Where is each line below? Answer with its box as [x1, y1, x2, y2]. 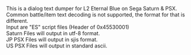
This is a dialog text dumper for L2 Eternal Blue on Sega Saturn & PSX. [6, 5, 177, 12]
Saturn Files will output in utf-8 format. [6, 30, 101, 37]
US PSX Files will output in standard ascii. [6, 42, 108, 49]
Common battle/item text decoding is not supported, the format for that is [6, 11, 185, 18]
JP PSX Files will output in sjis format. [6, 36, 98, 43]
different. [6, 18, 28, 24]
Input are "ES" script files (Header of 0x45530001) [6, 23, 130, 30]
